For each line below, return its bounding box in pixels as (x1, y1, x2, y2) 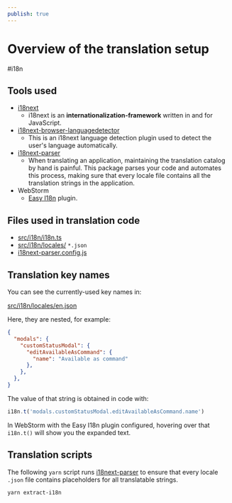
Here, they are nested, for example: (7, 315, 111, 323)
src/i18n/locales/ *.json (17, 241, 87, 249)
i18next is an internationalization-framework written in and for (28, 111, 213, 120)
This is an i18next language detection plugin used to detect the (28, 134, 211, 142)
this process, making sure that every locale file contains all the (28, 171, 211, 180)
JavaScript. (28, 118, 62, 128)
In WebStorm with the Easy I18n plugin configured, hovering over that (7, 421, 211, 429)
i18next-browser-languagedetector (17, 126, 120, 135)
